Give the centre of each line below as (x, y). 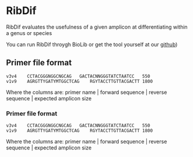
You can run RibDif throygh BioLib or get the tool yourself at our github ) (92, 44)
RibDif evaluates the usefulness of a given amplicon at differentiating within (97, 27)
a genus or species (29, 33)
